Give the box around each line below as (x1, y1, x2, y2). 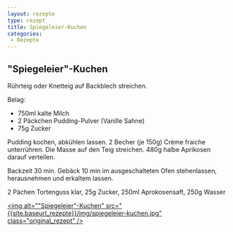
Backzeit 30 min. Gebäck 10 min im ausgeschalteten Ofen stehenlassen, (7, 166, 217, 175)
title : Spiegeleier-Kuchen (7, 23, 87, 30)
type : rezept (7, 17, 46, 24)
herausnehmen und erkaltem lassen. (7, 174, 114, 182)
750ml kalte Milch (17, 109, 69, 117)
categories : (7, 30, 42, 37)
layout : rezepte (7, 10, 55, 18)
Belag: (7, 95, 26, 103)
